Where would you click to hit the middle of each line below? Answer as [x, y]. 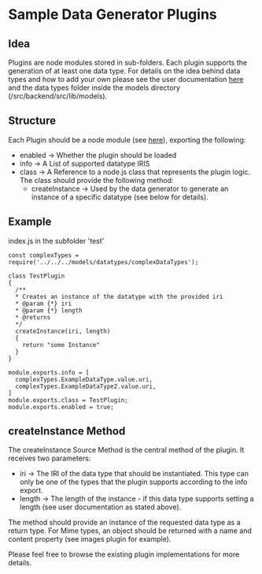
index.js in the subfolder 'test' [56, 240]
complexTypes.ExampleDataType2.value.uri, [86, 386]
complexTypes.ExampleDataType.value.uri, [84, 379]
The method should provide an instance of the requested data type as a [125, 523]
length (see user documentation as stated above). [100, 507]
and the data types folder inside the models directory [94, 88]
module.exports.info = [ [49, 372]
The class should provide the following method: [97, 180]
